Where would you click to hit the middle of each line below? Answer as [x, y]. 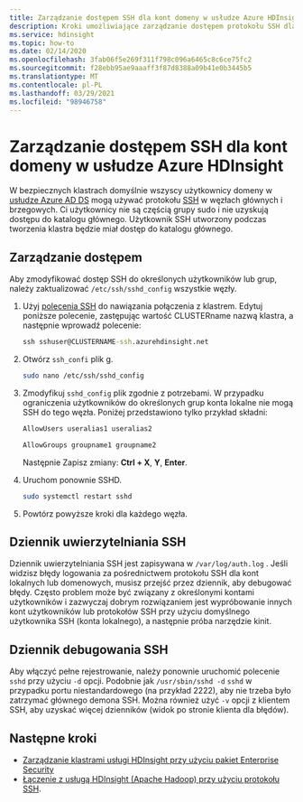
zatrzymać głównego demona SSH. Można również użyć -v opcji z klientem [150, 700]
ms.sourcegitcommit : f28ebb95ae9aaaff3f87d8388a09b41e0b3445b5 [131, 69]
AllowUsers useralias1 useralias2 [87, 429]
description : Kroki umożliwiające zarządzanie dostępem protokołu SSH [145, 26]
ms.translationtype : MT [54, 77]
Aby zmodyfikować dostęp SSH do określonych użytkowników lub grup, [143, 279]
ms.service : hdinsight [52, 34]
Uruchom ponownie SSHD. [72, 480]
